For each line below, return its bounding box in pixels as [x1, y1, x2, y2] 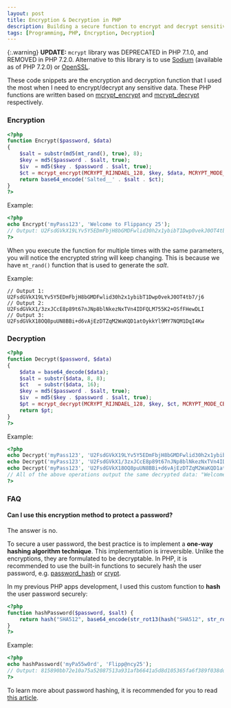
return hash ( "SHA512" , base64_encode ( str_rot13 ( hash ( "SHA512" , [19, 616, 205, 623]
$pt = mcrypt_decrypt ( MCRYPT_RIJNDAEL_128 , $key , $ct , [19, 401, 180, 407]
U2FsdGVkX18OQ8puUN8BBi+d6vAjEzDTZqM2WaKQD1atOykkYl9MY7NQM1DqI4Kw [7, 318, 205, 325]
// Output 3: [7, 312, 45, 318]
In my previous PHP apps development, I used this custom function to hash [7, 582, 221, 590]
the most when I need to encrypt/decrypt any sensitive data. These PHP [7, 83, 212, 92]
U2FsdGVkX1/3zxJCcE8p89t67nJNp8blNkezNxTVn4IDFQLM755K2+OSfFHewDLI [7, 305, 205, 312]
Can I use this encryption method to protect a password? [7, 511, 173, 519]
